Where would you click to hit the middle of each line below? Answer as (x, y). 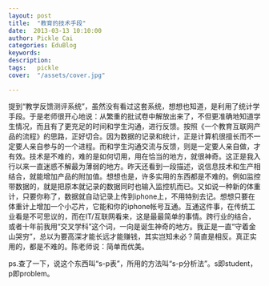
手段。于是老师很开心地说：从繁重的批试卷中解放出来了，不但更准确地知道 (131, 116)
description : (30, 61)
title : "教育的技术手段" (47, 23)
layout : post (30, 16)
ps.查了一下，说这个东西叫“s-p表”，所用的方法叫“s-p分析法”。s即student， (133, 263)
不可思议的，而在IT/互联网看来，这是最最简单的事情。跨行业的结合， (143, 216)
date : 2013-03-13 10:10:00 (55, 30)
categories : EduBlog (43, 46)
